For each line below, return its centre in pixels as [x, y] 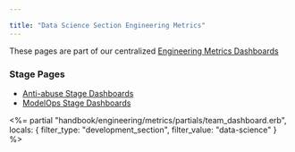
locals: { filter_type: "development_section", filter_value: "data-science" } [143, 130]
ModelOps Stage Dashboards [76, 103]
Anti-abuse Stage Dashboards [78, 93]
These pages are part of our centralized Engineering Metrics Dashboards [144, 51]
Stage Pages [37, 74]
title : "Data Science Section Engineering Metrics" [107, 25]
